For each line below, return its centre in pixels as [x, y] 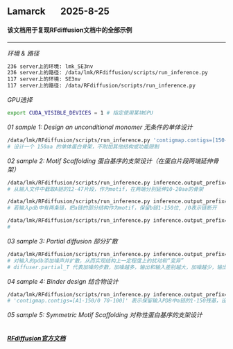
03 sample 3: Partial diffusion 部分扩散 [62, 241]
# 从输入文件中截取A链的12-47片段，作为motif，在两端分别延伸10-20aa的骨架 [105, 189]
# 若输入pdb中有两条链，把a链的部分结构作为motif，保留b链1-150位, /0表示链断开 [112, 208]
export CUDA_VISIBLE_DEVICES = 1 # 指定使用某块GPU [80, 113]
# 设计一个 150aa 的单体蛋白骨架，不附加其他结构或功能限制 [83, 146]
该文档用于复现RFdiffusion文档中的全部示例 [70, 30]
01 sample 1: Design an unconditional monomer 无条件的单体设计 [100, 127]
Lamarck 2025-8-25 [58, 11]
